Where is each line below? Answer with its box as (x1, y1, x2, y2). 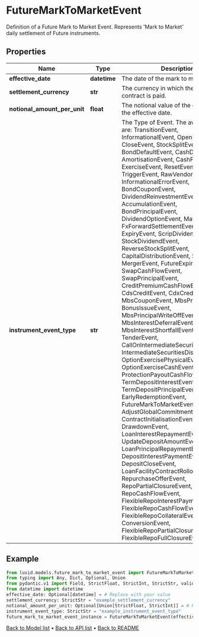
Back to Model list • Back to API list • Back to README (6, 625, 139, 632)
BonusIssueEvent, (121, 303, 172, 312)
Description (161, 64, 195, 72)
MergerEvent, (121, 259, 160, 267)
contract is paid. (121, 91, 167, 100)
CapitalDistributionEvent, (121, 252, 191, 260)
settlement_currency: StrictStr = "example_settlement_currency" (6, 597, 171, 603)
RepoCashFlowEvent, (121, 489, 181, 497)
